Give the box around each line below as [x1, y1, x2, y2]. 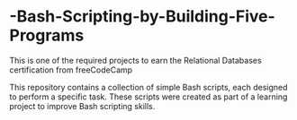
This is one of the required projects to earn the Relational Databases [9, 55, 263, 65]
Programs [9, 25, 85, 46]
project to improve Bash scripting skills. [9, 100, 156, 111]
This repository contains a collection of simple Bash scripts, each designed [9, 81, 288, 92]
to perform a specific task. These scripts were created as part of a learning [9, 91, 288, 102]
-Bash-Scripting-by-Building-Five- [9, 6, 276, 27]
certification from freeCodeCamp [9, 64, 133, 75]
